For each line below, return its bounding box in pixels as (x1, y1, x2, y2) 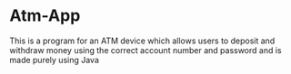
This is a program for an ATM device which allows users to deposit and (9, 35, 276, 46)
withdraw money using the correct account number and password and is (9, 44, 282, 55)
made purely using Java (9, 54, 100, 65)
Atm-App (9, 5, 81, 26)
